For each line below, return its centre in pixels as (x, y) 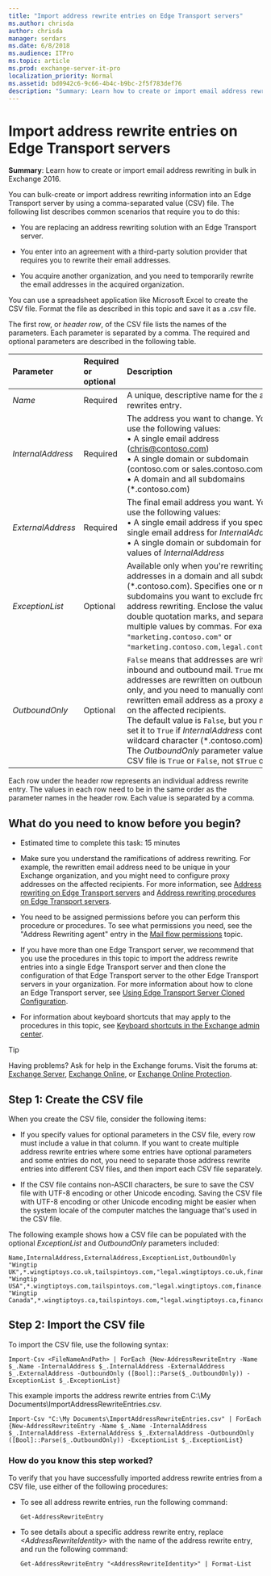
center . (32, 1034)
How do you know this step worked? (81, 1460)
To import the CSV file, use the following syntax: (88, 1344)
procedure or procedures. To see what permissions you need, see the (136, 926)
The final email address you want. (190, 502)
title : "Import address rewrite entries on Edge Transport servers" (126, 16)
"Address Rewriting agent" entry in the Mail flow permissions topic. (131, 935)
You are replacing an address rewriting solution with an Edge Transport (138, 228)
